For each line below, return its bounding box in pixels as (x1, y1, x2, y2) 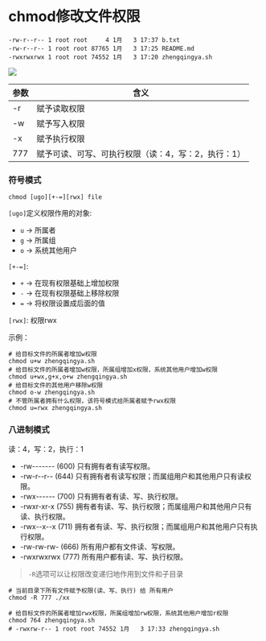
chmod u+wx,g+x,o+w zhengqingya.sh (8, 373, 128, 381)
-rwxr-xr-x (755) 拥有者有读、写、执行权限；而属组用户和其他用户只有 (19, 501, 252, 511)
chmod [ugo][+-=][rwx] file (8, 193, 103, 201)
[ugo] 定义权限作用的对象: (8, 209, 92, 218)
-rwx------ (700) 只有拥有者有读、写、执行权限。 (19, 491, 183, 501)
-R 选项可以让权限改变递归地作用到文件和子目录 (27, 569, 184, 578)
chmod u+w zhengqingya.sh (8, 358, 95, 366)
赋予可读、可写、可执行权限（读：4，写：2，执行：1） (36, 148, 246, 159)
